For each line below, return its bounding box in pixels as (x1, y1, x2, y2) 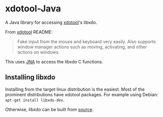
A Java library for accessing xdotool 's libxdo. (5, 19, 97, 25)
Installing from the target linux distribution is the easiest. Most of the (5, 86, 145, 92)
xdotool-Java (5, 3, 61, 14)
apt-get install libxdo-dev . (5, 97, 65, 103)
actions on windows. (17, 49, 60, 55)
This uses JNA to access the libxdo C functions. (5, 58, 103, 64)
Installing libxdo (5, 73, 56, 82)
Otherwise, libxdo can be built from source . (5, 106, 94, 112)
